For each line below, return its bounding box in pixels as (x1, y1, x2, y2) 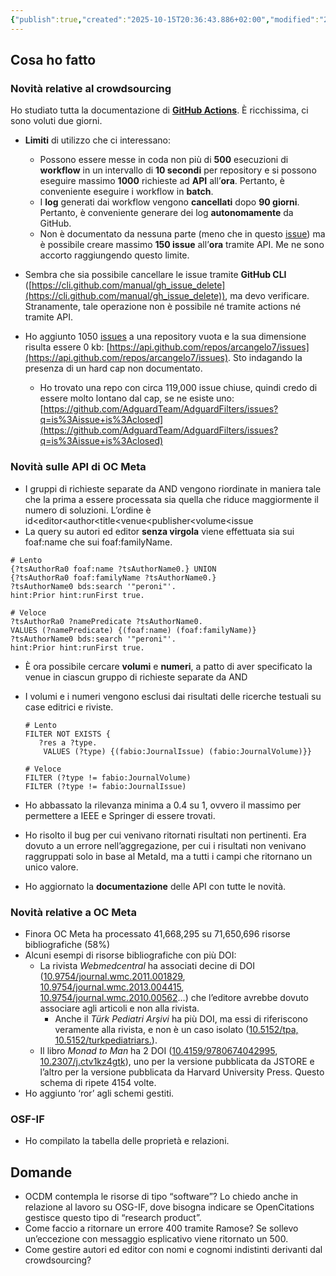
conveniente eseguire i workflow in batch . (39, 186, 214, 198)
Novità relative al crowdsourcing (10, 81, 172, 95)
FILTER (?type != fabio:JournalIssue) (24, 781, 187, 791)
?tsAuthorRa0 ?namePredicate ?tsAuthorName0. (10, 616, 203, 626)
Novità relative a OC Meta (10, 905, 137, 919)
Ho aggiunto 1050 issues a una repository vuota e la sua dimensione (24, 331, 307, 343)
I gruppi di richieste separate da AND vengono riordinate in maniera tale (24, 482, 322, 495)
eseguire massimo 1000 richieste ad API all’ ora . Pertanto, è (39, 175, 286, 187)
